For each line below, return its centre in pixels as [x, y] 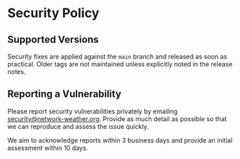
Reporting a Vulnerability [64, 94]
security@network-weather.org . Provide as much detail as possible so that [117, 118]
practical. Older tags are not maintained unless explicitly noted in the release [120, 64]
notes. [17, 72]
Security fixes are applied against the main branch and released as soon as [117, 56]
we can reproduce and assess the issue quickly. [78, 126]
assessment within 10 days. [48, 148]
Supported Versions [53, 40]
